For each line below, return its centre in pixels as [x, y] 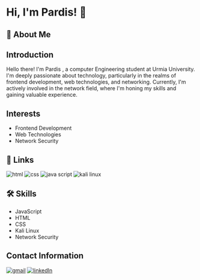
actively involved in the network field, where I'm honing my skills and [91, 88]
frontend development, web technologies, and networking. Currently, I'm [96, 82]
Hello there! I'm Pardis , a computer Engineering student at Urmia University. [101, 69]
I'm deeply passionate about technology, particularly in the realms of [91, 76]
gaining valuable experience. [42, 95]
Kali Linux [27, 230]
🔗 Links [20, 160]
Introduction [30, 54]
